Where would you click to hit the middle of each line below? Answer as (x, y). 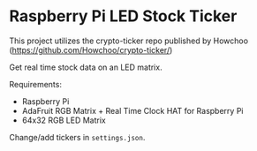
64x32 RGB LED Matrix (64, 120)
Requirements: (35, 84)
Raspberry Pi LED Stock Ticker (123, 16)
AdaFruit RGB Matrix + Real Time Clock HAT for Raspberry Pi (132, 110)
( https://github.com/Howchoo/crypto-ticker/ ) (91, 49)
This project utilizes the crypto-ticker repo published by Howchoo (129, 41)
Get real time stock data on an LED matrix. (86, 67)
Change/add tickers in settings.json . (77, 137)
